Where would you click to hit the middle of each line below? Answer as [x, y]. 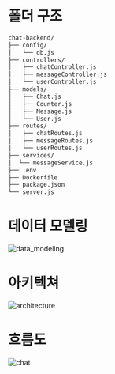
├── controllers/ [37, 60]
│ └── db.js [32, 52]
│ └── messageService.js [50, 163]
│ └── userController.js [52, 82]
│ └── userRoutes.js [45, 148]
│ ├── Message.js [40, 111]
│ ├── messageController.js [58, 75]
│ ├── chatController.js [52, 67]
